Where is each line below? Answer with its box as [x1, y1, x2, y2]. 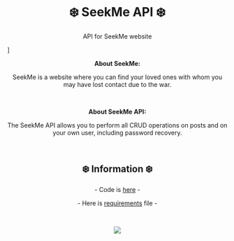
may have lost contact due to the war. [63, 80, 172, 88]
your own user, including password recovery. [52, 128, 182, 137]
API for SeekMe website [82, 32, 152, 41]
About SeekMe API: [88, 107, 147, 116]
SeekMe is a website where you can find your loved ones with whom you [13, 73, 222, 81]
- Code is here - [94, 185, 141, 193]
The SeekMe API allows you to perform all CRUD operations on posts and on [7, 120, 228, 129]
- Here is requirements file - [77, 199, 158, 207]
